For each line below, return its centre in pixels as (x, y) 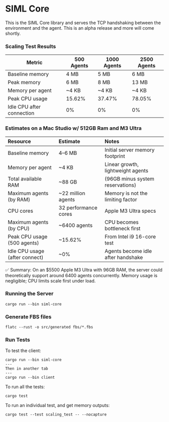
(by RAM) (19, 199)
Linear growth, (122, 164)
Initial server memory (130, 150)
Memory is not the (126, 193)
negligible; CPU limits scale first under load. (51, 281)
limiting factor (121, 199)
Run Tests (18, 340)
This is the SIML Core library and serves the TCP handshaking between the (83, 23)
